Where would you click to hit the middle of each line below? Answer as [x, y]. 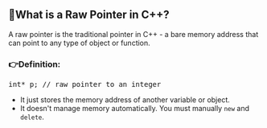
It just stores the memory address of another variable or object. [125, 100]
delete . [32, 117]
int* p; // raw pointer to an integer [85, 85]
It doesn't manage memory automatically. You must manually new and [135, 109]
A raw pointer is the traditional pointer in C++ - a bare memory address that [133, 34]
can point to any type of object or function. [79, 43]
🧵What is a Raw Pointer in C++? [89, 15]
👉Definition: [35, 64]
